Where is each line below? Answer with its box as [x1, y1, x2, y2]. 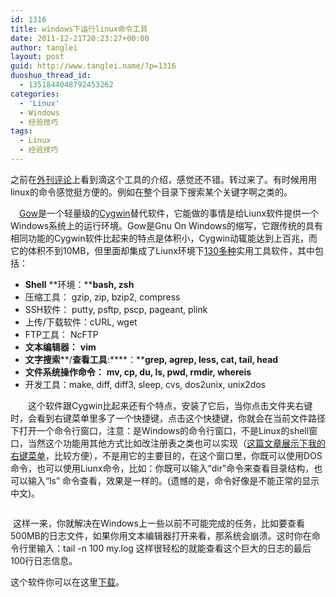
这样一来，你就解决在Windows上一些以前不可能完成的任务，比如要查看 [12, 517, 305, 529]
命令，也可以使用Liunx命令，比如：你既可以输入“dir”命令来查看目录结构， [10, 462, 315, 474]
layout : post [10, 52, 65, 62]
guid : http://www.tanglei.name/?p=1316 [10, 61, 177, 71]
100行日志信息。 [10, 554, 78, 566]
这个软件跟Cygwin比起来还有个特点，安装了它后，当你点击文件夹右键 [27, 399, 313, 411]
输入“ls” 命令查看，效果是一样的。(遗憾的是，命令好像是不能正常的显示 [27, 474, 320, 486]
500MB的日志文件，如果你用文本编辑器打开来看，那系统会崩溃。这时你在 [10, 529, 312, 541]
